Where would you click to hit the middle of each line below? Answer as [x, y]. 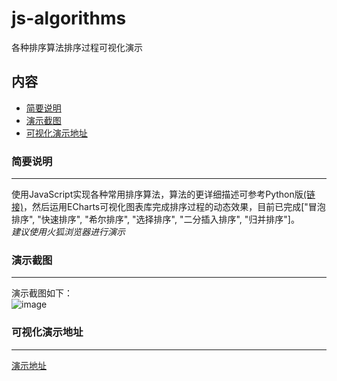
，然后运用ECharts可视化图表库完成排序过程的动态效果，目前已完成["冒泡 [174, 207]
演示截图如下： [42, 293]
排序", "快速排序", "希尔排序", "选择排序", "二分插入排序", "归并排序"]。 [155, 219]
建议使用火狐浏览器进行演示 [68, 232]
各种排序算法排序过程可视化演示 [77, 47]
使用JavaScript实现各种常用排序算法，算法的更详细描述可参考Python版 [157, 194]
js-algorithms [69, 18]
